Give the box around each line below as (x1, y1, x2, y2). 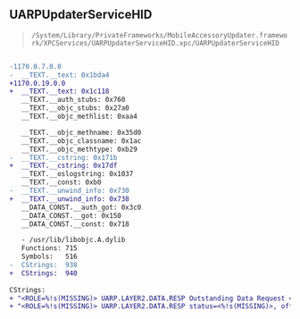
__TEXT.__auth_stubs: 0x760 (21, 96, 126, 105)
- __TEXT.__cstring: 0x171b (9, 153, 118, 162)
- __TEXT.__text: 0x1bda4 (9, 71, 110, 80)
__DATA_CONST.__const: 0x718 (21, 219, 129, 229)
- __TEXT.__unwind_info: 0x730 (9, 187, 129, 196)
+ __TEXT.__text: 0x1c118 (9, 87, 110, 97)
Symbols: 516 (21, 252, 78, 262)
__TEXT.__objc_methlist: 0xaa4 (21, 112, 138, 122)
